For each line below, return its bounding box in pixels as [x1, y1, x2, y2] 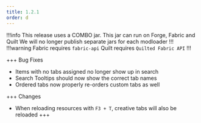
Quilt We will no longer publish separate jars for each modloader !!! [6, 38, 174, 45]
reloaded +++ [15, 111, 50, 118]
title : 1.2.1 [6, 9, 40, 15]
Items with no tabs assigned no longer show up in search [15, 68, 159, 75]
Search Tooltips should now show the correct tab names [15, 74, 157, 82]
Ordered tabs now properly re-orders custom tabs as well [15, 80, 160, 88]
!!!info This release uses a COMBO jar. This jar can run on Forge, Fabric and [6, 31, 196, 38]
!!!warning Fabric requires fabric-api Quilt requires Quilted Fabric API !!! [6, 44, 192, 52]
